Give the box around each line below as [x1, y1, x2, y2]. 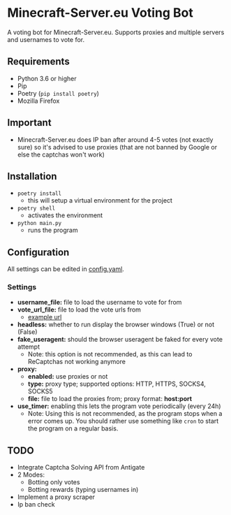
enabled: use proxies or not [27, 372, 108, 381]
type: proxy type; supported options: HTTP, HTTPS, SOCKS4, [27, 379, 206, 389]
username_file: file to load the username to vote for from [17, 298, 182, 307]
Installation [7, 170, 57, 182]
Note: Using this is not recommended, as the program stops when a [27, 409, 223, 418]
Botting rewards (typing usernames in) [27, 486, 139, 494]
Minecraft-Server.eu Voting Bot [7, 5, 193, 21]
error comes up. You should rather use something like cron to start [27, 417, 219, 426]
